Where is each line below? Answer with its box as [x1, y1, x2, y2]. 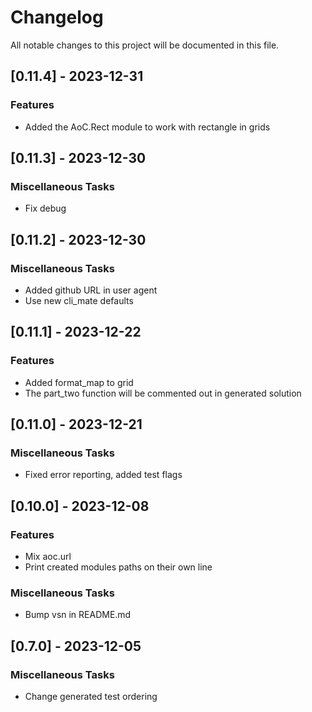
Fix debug [24, 202, 67, 215]
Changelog [10, 6, 104, 29]
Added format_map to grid [24, 376, 134, 388]
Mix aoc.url [24, 551, 72, 563]
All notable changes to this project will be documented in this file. [10, 39, 280, 51]
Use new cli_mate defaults [24, 295, 134, 306]
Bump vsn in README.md [24, 609, 132, 621]
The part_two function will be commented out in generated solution [24, 387, 302, 399]
